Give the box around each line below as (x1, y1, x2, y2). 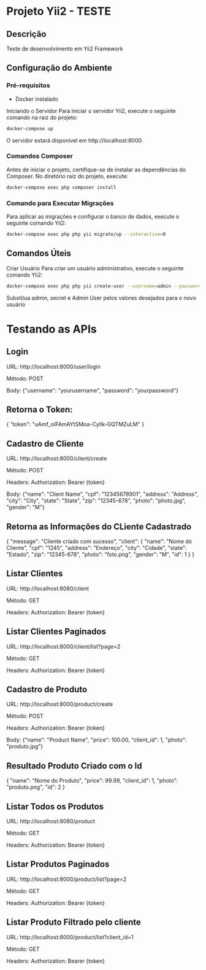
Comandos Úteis (6, 248, 72, 259)
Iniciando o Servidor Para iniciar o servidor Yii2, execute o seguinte (6, 107, 177, 114)
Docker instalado (15, 95, 58, 103)
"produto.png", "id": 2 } (6, 783, 66, 791)
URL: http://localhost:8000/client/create (6, 455, 107, 462)
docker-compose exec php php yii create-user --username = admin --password (6, 283, 202, 289)
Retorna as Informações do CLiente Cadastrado (6, 521, 192, 532)
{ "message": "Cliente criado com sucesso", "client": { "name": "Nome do (6, 538, 192, 545)
